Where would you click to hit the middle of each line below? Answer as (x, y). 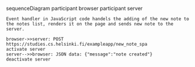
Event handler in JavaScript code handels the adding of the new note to (98, 19)
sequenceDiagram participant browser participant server (74, 8)
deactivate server (28, 59)
